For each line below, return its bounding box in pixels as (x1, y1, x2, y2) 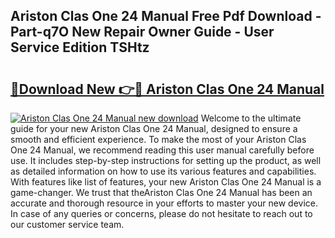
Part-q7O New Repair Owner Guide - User (10, 24, 275, 41)
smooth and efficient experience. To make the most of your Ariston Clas (10, 134, 307, 145)
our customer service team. (10, 219, 125, 230)
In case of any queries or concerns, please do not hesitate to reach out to (10, 208, 313, 219)
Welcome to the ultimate (200, 112, 302, 124)
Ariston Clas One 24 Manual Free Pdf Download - (10, 8, 322, 25)
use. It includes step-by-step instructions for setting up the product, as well (10, 155, 322, 166)
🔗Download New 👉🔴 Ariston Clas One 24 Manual (10, 80, 325, 98)
